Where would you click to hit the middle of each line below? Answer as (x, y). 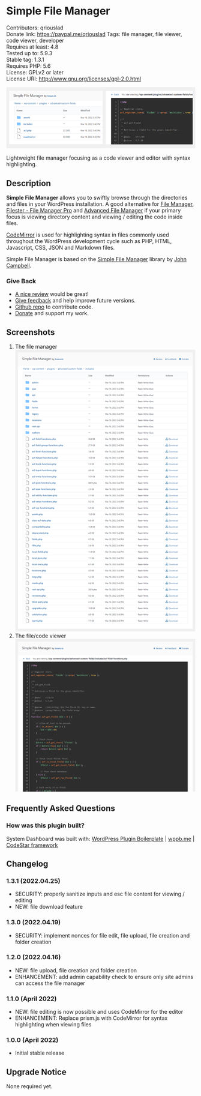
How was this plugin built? (46, 825)
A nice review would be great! (52, 294)
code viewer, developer (35, 40)
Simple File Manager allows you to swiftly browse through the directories (97, 197)
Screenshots (31, 332)
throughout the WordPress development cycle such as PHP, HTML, (89, 241)
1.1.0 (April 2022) (31, 999)
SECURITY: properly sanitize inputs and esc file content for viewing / (100, 894)
